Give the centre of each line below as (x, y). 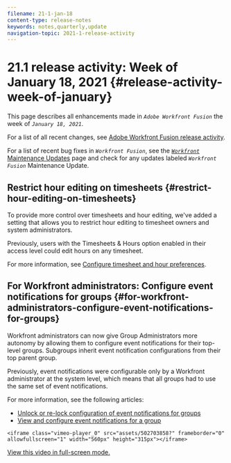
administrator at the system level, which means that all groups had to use (112, 378)
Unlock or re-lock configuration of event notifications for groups (109, 413)
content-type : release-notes (49, 20)
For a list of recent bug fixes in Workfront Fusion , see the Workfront (103, 151)
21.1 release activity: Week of (93, 68)
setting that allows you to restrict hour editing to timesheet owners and (108, 222)
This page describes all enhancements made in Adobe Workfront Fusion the (115, 116)
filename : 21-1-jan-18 (40, 14)
